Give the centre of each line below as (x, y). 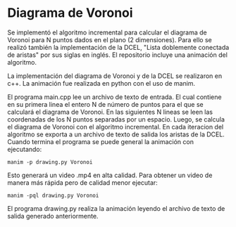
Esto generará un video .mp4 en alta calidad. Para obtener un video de (110, 175)
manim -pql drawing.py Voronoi (53, 195)
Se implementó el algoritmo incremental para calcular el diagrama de (107, 32)
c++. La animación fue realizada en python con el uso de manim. (101, 83)
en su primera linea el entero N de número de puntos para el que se (105, 104)
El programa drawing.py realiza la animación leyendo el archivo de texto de (116, 208)
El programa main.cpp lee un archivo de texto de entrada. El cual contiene (114, 97)
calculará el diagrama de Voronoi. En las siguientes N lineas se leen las (110, 112)
